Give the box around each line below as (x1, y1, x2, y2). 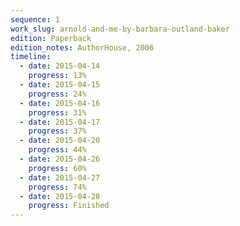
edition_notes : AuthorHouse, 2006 (10, 42, 155, 53)
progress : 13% (28, 71, 87, 81)
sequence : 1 (10, 14, 60, 25)
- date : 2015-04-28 (19, 191, 101, 201)
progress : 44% (28, 145, 87, 155)
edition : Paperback (10, 33, 92, 43)
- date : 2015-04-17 (19, 117, 101, 127)
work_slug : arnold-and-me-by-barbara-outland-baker (10, 24, 230, 34)
